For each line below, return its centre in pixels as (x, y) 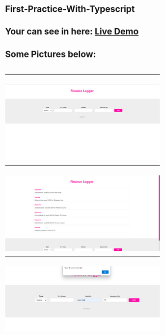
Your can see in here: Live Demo (72, 32)
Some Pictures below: (51, 54)
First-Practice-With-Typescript (70, 9)
